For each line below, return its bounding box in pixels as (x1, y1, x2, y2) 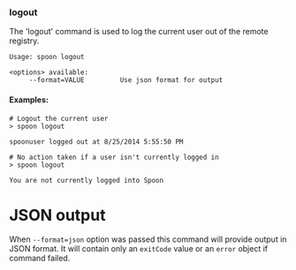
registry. (9, 35, 40, 46)
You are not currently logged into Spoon (9, 176, 164, 184)
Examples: (9, 94, 49, 105)
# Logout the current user (9, 114, 109, 123)
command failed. (9, 253, 71, 264)
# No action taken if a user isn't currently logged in (9, 153, 219, 161)
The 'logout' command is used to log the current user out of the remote (9, 26, 269, 37)
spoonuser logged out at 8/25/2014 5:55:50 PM (9, 137, 184, 146)
